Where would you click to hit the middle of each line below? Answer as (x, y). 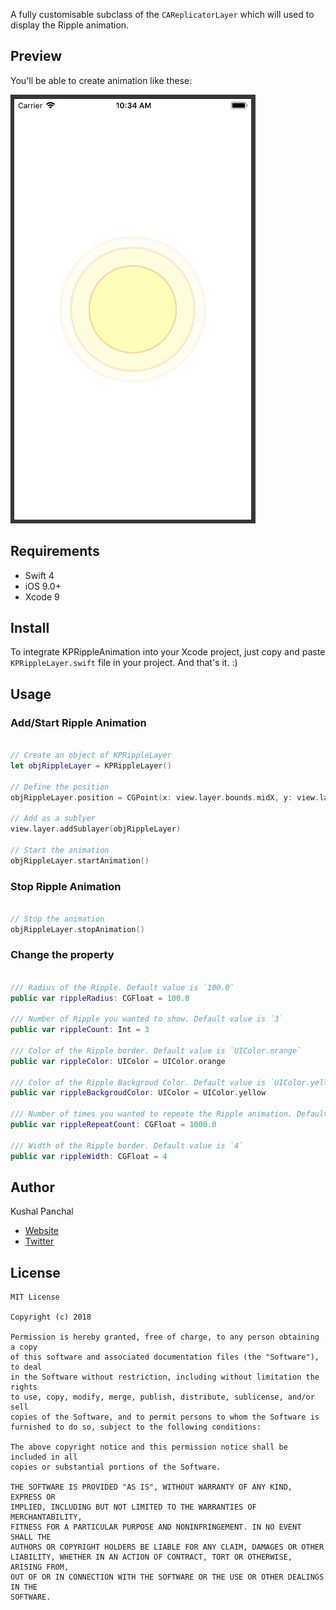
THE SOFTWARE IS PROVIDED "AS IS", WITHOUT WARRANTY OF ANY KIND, (151, 1487)
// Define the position (60, 787)
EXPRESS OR (33, 1497)
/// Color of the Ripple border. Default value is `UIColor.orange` (156, 1050)
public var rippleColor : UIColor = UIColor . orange (118, 1061)
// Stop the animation (57, 919)
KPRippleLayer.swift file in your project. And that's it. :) (124, 663)
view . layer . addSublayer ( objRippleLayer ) (96, 829)
